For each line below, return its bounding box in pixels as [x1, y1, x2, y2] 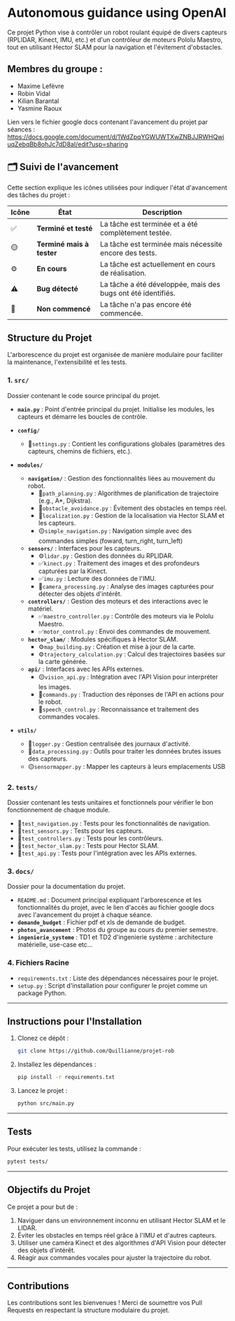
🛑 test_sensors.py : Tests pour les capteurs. [17, 826, 144, 835]
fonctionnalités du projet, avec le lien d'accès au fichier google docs [17, 903, 215, 912]
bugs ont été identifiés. [100, 288, 176, 298]
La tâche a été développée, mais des [100, 279, 220, 289]
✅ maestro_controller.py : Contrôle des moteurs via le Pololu [38, 612, 214, 620]
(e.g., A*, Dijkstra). [38, 496, 93, 504]
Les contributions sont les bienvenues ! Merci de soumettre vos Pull [7, 1299, 203, 1307]
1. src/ [7, 376, 29, 386]
